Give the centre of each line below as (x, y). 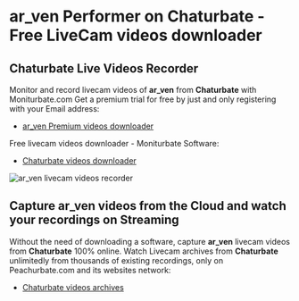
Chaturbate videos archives (73, 287)
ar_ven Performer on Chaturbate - (137, 17)
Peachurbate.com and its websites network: (90, 270)
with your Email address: (54, 109)
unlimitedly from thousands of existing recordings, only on (116, 260)
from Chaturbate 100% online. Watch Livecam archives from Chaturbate (144, 251)
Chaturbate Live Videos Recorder (104, 68)
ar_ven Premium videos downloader (88, 126)
